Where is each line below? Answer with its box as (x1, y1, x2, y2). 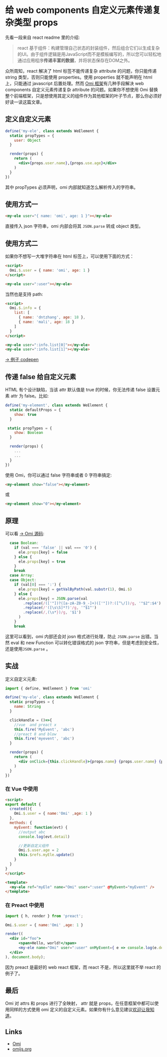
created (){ (9, 806, 32, 811)
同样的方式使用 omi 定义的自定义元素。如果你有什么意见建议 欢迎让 (9, 1007, 146, 1013)
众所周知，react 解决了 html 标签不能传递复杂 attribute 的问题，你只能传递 (5, 68, 157, 74)
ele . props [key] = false (18, 550, 68, 555)
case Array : (9, 573, 35, 578)
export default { (5, 802, 41, 807)
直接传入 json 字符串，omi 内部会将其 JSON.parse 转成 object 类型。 (5, 223, 143, 229)
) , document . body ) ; (5, 955, 46, 960)
